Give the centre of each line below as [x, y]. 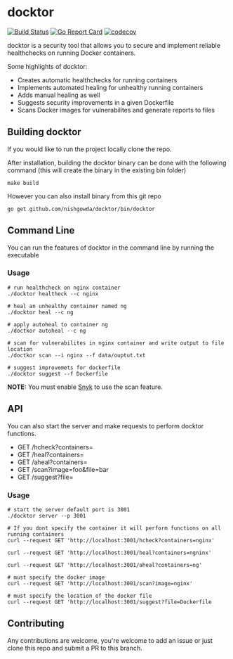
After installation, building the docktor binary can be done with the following [117, 162]
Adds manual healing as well [59, 95]
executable [24, 255]
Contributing [36, 623]
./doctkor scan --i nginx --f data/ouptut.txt [76, 355]
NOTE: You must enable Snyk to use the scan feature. [85, 387]
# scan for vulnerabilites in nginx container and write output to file [116, 343]
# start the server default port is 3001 [69, 510]
